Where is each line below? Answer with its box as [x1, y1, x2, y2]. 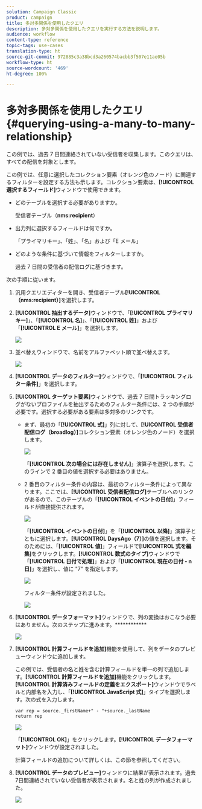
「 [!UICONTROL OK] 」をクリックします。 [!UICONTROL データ [14, 736, 172, 743]
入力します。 [46, 696, 78, 703]
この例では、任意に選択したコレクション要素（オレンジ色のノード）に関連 [6, 171, 191, 178]
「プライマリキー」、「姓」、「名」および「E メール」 [14, 237, 142, 245]
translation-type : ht [6, 48, 61, 54]
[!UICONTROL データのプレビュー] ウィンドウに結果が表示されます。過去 [14, 769, 196, 776]
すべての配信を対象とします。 [6, 158, 80, 166]
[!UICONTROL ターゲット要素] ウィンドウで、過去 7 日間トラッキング [14, 393, 186, 401]
